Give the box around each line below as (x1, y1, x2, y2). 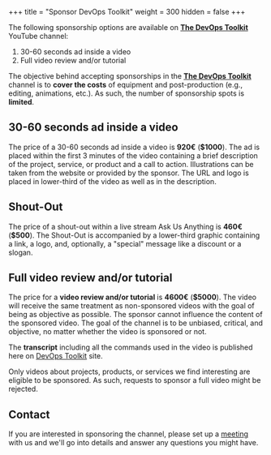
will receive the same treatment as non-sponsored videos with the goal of (8, 301, 256, 311)
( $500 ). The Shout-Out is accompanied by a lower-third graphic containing (8, 230, 260, 240)
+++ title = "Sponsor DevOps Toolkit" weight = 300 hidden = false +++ (8, 7, 246, 16)
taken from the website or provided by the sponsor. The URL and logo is (8, 168, 249, 178)
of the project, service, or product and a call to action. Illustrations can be (8, 159, 254, 169)
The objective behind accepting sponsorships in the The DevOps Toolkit (8, 71, 252, 80)
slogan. (8, 247, 33, 257)
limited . (8, 97, 35, 106)
